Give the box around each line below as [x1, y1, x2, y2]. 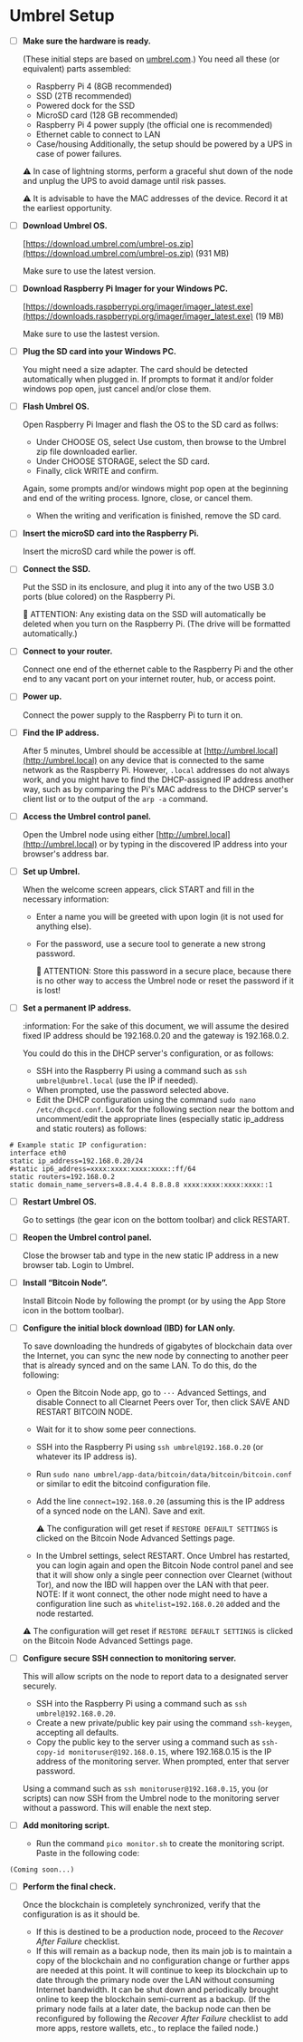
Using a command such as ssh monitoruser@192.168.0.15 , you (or [22, 1783, 269, 1795]
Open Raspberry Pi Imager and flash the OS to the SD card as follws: [22, 419, 279, 431]
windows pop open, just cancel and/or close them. [22, 383, 212, 394]
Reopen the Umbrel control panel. [22, 1232, 152, 1243]
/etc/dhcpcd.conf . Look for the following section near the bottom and [35, 1103, 295, 1115]
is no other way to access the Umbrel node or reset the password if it [35, 975, 294, 986]
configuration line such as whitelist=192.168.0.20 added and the [35, 1599, 280, 1609]
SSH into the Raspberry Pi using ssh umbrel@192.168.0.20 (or [35, 1442, 264, 1452]
